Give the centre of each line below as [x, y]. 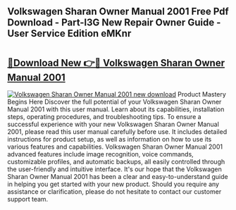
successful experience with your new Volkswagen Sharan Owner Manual [113, 124]
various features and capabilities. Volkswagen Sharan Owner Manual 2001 [115, 147]
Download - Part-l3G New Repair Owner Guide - [114, 23]
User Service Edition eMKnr [69, 33]
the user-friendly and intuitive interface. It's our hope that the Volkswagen [114, 169]
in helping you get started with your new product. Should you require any [113, 184]
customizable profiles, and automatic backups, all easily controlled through [116, 162]
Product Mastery [202, 94]
